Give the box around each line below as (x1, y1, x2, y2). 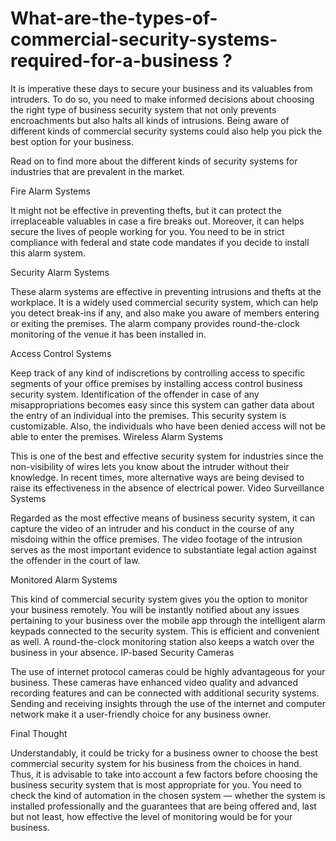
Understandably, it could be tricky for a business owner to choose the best (10, 747, 318, 759)
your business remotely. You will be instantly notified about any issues (10, 603, 300, 616)
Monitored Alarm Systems (10, 573, 118, 586)
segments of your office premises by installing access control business (10, 377, 303, 389)
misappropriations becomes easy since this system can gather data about (10, 398, 315, 411)
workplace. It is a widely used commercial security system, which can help (10, 296, 319, 308)
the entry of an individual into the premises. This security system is (10, 409, 287, 421)
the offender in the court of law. (10, 554, 141, 566)
